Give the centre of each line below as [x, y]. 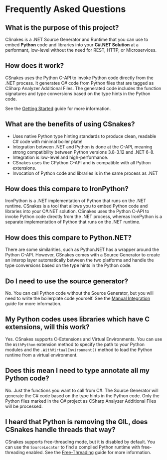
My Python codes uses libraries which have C [78, 319]
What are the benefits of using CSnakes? [70, 124]
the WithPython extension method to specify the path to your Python [75, 344]
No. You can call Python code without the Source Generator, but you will [79, 293]
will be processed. [24, 406]
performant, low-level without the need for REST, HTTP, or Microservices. [81, 50]
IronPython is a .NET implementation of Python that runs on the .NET [76, 201]
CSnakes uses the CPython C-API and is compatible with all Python [82, 162]
